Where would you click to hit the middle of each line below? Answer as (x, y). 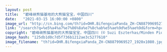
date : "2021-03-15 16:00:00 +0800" (44, 19)
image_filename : (22, 42)
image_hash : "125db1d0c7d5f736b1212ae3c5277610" (56, 38)
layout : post (19, 10)
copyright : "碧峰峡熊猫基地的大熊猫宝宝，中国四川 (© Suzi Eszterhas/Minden (80, 33)
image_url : (16, 24)
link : (11, 28)
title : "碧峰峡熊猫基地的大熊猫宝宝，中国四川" (50, 14)
